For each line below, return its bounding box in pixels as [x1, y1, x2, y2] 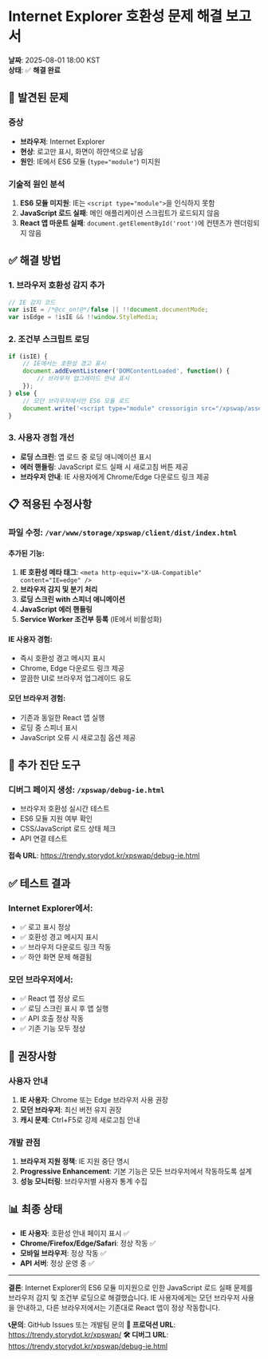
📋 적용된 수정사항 [8, 497, 93, 512]
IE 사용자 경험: [8, 634, 53, 644]
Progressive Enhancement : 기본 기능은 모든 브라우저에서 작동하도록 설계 [19, 1166, 253, 1176]
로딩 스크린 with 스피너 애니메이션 [19, 595, 126, 604]
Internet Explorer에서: [8, 903, 93, 914]
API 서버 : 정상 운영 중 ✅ [19, 1258, 95, 1268]
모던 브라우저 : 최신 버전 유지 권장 [19, 1105, 122, 1114]
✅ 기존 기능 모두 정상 [19, 1024, 86, 1034]
